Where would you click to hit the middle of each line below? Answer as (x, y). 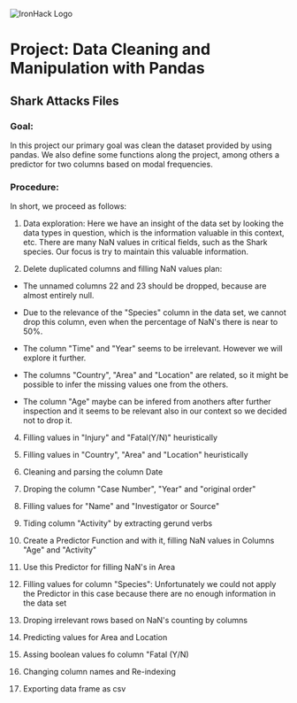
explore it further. (54, 358)
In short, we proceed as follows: (69, 206)
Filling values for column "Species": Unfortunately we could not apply (149, 584)
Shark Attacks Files (65, 100)
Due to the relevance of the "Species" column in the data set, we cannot (154, 313)
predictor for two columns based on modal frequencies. (111, 164)
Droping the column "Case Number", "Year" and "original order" (139, 489)
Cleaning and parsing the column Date (93, 472)
